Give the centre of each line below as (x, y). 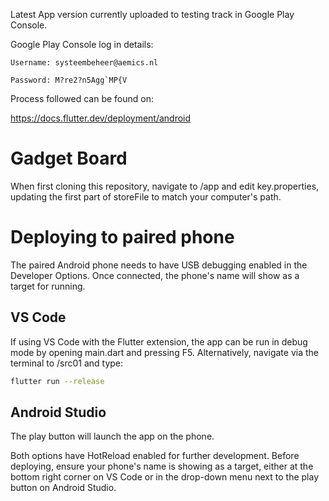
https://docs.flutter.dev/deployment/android (101, 118)
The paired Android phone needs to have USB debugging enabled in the (159, 265)
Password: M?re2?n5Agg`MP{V (69, 80)
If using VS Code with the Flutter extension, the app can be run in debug (159, 341)
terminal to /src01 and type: (67, 363)
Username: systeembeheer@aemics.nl (84, 63)
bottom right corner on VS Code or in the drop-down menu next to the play (165, 477)
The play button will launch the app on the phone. (112, 436)
